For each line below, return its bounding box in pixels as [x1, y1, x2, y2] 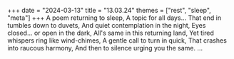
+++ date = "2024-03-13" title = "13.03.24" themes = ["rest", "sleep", [7, 6, 212, 14]
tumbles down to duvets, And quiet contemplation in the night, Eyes [7, 21, 206, 29]
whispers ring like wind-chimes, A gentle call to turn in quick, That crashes [7, 36, 227, 45]
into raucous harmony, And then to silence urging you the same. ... [7, 44, 203, 52]
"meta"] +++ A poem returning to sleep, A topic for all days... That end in [7, 14, 222, 22]
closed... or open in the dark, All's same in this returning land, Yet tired [7, 28, 214, 37]
